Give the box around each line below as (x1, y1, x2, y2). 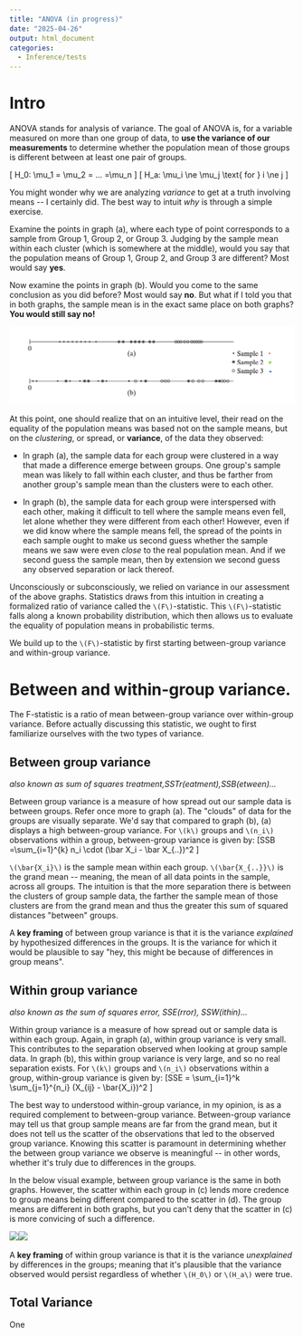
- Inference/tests (17, 53, 88, 63)
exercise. (9, 207, 43, 217)
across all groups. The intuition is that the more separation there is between (9, 881, 291, 892)
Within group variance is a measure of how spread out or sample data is (9, 1024, 278, 1034)
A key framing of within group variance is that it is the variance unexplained (9, 1249, 292, 1260)
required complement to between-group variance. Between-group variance (9, 1109, 291, 1120)
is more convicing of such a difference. (9, 1213, 156, 1224)
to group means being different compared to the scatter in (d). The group (9, 1194, 282, 1205)
